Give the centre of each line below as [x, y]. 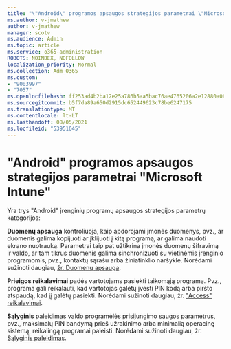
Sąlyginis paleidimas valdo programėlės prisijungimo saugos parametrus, [111, 316]
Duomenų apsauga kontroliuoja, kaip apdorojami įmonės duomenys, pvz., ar [115, 232]
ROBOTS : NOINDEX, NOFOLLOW [46, 58]
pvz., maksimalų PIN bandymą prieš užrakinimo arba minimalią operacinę [111, 324]
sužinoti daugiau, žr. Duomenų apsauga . [64, 268]
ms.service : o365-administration [55, 52]
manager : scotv [29, 33]
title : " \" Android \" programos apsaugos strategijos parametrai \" [106, 13]
